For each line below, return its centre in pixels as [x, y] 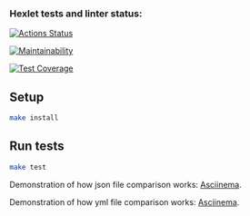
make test [28, 167]
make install [34, 118]
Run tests [37, 147]
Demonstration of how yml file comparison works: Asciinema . [125, 201]
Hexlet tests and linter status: [76, 14]
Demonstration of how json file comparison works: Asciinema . [126, 184]
